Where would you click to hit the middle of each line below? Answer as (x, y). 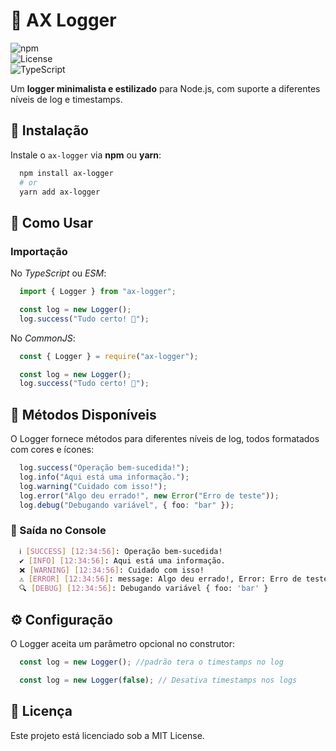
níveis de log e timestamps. (66, 99)
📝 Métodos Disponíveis (83, 414)
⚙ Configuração (61, 619)
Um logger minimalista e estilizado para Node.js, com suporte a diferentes (165, 88)
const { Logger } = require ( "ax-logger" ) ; (109, 356)
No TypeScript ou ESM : (58, 273)
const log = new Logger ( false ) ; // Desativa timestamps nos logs (158, 680)
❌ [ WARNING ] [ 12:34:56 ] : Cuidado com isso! (112, 570)
